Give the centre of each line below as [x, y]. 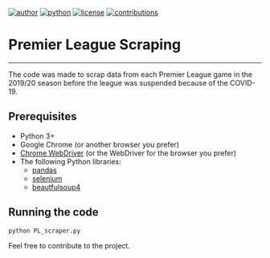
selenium [47, 178]
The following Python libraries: [71, 161]
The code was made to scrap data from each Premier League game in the [131, 74]
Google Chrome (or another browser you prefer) [99, 144]
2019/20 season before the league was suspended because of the [119, 83]
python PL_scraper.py [45, 231]
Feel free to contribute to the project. [69, 245]
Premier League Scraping [95, 45]
